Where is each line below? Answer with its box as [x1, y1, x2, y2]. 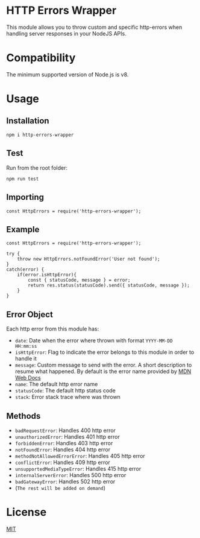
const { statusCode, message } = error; [28, 277, 131, 283]
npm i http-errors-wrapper [6, 132, 74, 138]
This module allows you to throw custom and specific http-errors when [6, 23, 183, 31]
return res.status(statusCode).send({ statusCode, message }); [28, 282, 190, 289]
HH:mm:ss [14, 344, 37, 350]
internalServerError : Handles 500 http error [14, 471, 127, 478]
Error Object [6, 309, 53, 320]
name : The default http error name [14, 380, 98, 388]
